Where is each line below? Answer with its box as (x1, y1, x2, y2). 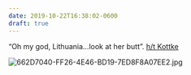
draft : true (8, 19, 49, 27)
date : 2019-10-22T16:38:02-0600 (8, 11, 118, 20)
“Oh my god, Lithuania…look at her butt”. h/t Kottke (8, 41, 179, 51)
